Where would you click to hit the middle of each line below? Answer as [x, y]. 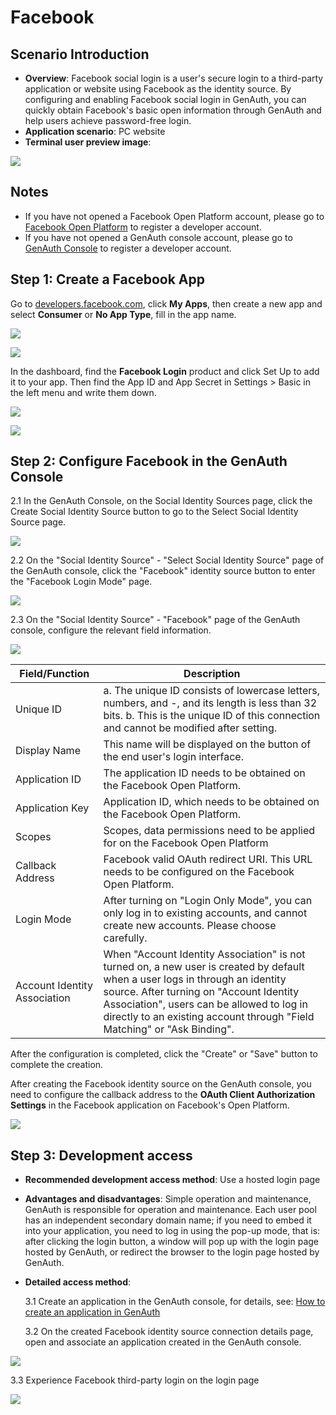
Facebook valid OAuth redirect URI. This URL [208, 859]
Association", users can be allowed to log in [205, 1004]
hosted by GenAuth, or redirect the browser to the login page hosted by [172, 1252]
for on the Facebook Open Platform [186, 843]
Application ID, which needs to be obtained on [211, 802]
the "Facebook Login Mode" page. [81, 582]
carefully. [125, 938]
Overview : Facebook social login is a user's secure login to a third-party [174, 78]
